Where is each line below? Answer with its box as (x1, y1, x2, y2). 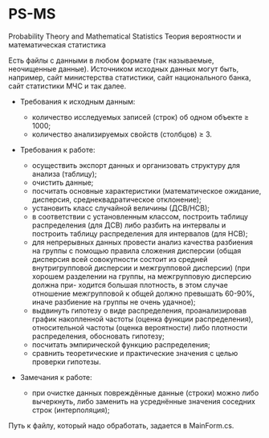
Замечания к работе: (19, 372, 92, 382)
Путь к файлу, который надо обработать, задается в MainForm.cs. (8, 420, 234, 430)
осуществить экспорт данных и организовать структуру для (31, 160, 241, 170)
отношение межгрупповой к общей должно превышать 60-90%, (31, 289, 255, 298)
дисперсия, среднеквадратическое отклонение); (31, 194, 202, 204)
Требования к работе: (19, 145, 96, 154)
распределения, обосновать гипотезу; (31, 331, 165, 341)
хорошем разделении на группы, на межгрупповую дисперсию (31, 271, 251, 281)
